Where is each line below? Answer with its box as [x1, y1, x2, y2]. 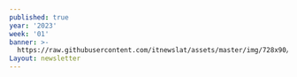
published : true [9, 12, 69, 22]
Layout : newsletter [9, 54, 81, 63]
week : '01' [9, 29, 49, 38]
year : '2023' [9, 21, 57, 30]
